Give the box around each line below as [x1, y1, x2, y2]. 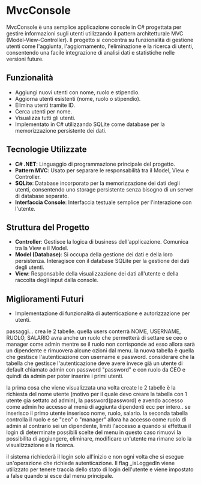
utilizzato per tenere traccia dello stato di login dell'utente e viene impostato [6, 466, 194, 473]
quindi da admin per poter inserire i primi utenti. [6, 373, 124, 380]
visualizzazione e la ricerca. [6, 442, 75, 449]
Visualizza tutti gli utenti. [14, 114, 76, 121]
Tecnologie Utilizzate [6, 145, 87, 155]
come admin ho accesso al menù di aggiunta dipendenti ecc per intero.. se [6, 403, 191, 411]
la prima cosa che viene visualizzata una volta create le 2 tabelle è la [6, 384, 176, 391]
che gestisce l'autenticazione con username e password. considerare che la [6, 354, 195, 361]
